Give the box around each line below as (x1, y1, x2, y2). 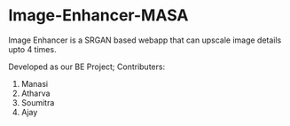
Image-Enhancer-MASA (8, 5, 189, 26)
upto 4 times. (8, 43, 57, 54)
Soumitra (20, 97, 55, 107)
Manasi (20, 78, 49, 89)
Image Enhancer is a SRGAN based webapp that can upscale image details (8, 35, 282, 45)
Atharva (20, 88, 51, 98)
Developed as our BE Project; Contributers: (8, 61, 166, 72)
